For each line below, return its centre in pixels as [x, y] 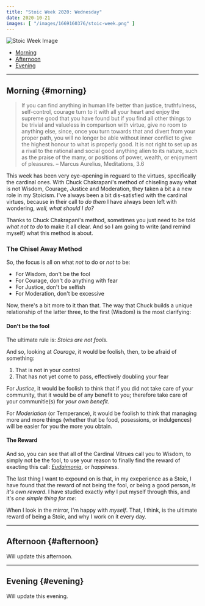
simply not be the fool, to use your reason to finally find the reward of [93, 460]
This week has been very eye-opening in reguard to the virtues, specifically [101, 176]
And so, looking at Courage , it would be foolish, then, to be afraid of [92, 351]
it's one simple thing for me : [41, 498]
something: [20, 358]
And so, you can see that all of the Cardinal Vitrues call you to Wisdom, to [99, 454]
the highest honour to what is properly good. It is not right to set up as [109, 144]
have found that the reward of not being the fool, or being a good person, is [101, 485]
